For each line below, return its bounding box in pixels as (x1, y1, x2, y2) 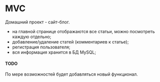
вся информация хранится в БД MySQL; (12, 49, 96, 55)
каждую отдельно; (12, 34, 51, 40)
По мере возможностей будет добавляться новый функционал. (5, 71, 138, 77)
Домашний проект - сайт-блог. (5, 19, 70, 25)
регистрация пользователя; (12, 44, 70, 50)
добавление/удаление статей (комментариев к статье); (12, 39, 129, 44)
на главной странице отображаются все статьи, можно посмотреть (12, 28, 155, 34)
